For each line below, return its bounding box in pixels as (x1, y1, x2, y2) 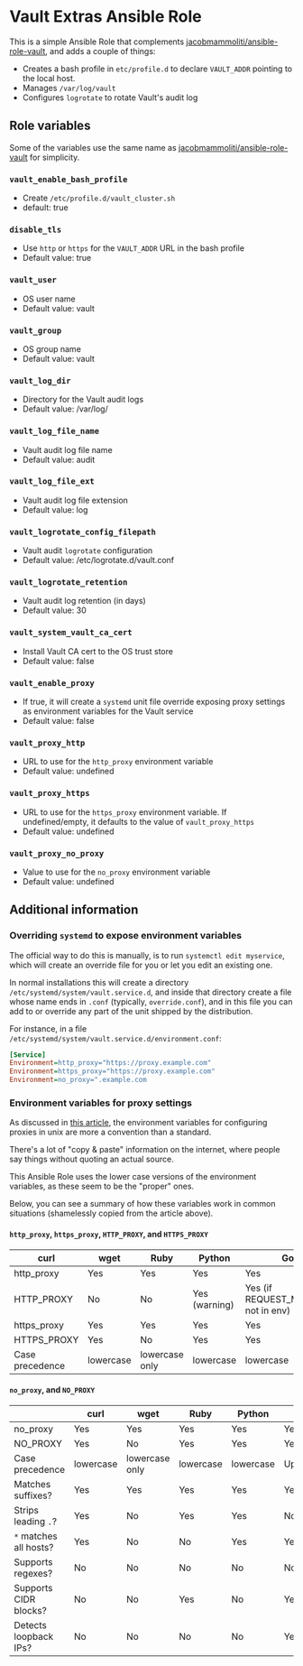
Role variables (9, 118, 91, 134)
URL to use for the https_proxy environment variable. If (22, 806, 227, 818)
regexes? (14, 1567, 53, 1579)
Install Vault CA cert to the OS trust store (22, 645, 174, 656)
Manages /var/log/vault (22, 82, 116, 93)
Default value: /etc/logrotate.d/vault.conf (22, 555, 174, 566)
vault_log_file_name (9, 426, 100, 437)
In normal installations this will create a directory (9, 976, 189, 987)
